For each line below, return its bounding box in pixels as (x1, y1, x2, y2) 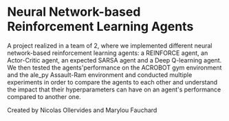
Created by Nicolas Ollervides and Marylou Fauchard (7, 106, 157, 114)
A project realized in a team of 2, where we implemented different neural (7, 41, 212, 49)
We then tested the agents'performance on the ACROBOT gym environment (7, 63, 222, 71)
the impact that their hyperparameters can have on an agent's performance (7, 85, 221, 93)
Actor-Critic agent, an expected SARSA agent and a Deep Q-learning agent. (7, 56, 222, 64)
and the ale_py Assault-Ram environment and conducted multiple (7, 70, 193, 79)
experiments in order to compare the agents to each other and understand (7, 78, 218, 86)
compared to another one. (7, 92, 81, 100)
